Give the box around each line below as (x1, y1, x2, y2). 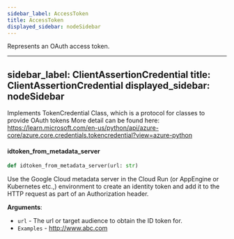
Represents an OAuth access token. (7, 42, 110, 51)
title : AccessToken (7, 17, 64, 24)
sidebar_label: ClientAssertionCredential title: (7, 69, 211, 81)
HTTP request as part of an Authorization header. (7, 190, 149, 198)
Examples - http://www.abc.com (17, 224, 108, 233)
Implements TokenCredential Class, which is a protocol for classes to (7, 109, 205, 117)
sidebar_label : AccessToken (7, 10, 89, 17)
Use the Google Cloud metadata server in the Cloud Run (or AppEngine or (7, 175, 219, 183)
